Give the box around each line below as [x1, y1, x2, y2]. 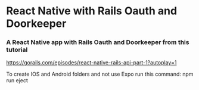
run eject [6, 77, 29, 84]
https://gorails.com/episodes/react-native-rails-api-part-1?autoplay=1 [6, 59, 177, 66]
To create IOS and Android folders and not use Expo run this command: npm [6, 70, 194, 78]
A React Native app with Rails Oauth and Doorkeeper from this [6, 38, 189, 46]
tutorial [6, 46, 28, 54]
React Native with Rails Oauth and [6, 4, 178, 18]
